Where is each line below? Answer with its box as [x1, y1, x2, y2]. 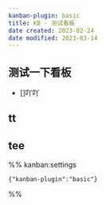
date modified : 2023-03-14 [8, 34, 98, 42]
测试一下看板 [8, 65, 72, 79]
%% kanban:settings [8, 160, 77, 170]
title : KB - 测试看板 [8, 19, 76, 27]
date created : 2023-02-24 [8, 26, 94, 34]
